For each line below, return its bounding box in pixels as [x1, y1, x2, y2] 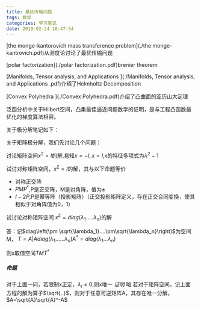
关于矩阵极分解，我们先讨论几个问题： [6, 139, 101, 146]
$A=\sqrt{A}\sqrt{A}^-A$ [6, 296, 68, 303]
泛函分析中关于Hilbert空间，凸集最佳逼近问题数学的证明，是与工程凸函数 [6, 106, 187, 113]
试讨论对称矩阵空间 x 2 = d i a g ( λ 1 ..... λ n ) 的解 [6, 213, 113, 222]
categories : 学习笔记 [6, 20, 57, 26]
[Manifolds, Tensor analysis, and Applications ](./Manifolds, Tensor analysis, [6, 73, 196, 80]
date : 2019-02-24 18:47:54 [6, 25, 74, 32]
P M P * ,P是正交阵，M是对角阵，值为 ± [14, 184, 106, 193]
